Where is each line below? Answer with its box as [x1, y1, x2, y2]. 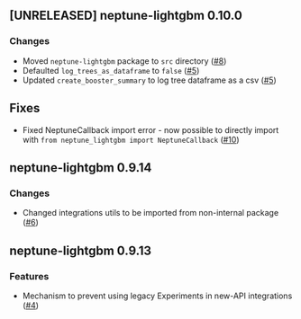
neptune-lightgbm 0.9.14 [9, 160, 152, 175]
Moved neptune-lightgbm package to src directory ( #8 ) [22, 55, 227, 66]
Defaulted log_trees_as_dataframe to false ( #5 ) [22, 65, 200, 75]
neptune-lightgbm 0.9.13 [9, 243, 151, 258]
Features [9, 270, 50, 282]
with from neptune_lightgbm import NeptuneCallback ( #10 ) [22, 134, 241, 145]
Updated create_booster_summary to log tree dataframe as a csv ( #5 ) [22, 75, 277, 85]
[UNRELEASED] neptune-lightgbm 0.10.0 [9, 8, 243, 23]
